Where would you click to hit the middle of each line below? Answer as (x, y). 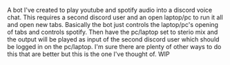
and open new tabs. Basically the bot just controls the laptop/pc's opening (113, 25)
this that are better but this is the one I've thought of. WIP (89, 54)
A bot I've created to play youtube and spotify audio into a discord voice (110, 10)
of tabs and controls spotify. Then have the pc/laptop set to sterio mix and (113, 32)
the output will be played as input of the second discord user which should (113, 39)
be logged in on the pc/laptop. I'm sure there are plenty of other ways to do (114, 47)
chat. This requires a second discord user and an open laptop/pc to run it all (115, 17)
